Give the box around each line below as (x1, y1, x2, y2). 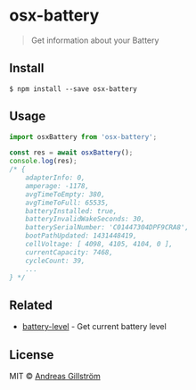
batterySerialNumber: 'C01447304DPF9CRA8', (25, 223, 190, 232)
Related (9, 297, 53, 312)
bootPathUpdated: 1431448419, (25, 231, 138, 241)
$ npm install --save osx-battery (9, 84, 138, 94)
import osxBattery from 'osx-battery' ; (9, 132, 158, 141)
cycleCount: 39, (25, 256, 86, 265)
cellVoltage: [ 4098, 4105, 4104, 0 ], (25, 240, 174, 249)
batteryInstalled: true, (25, 206, 118, 215)
